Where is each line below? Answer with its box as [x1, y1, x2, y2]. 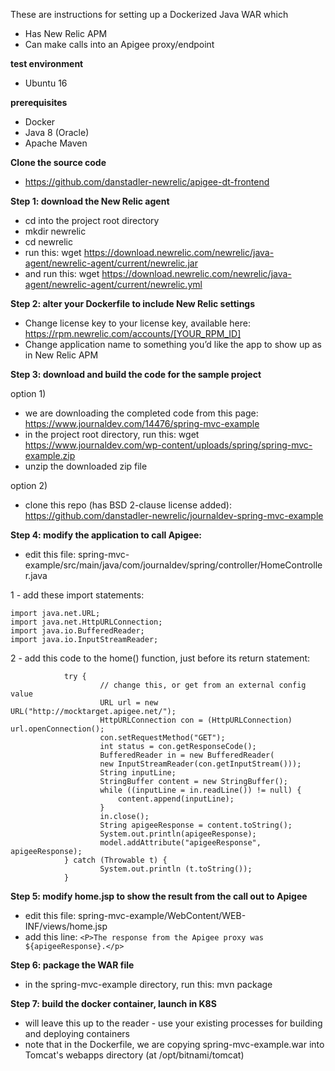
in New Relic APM [24, 349, 99, 361]
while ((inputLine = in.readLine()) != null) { [99, 785, 302, 795]
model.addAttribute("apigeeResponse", [99, 838, 262, 848]
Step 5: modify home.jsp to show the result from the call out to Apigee [10, 890, 308, 902]
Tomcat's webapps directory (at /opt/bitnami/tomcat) [24, 1049, 245, 1061]
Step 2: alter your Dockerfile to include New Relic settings [10, 298, 256, 309]
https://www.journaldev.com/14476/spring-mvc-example [24, 418, 260, 429]
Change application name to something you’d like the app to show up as [24, 339, 322, 350]
